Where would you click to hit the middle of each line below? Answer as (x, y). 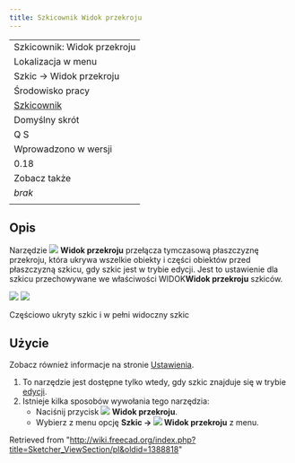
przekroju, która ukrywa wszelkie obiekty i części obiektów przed (130, 260)
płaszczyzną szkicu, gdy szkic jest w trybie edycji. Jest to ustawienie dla (144, 269)
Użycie (29, 343)
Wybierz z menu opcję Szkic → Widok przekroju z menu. (147, 423)
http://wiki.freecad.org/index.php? (133, 440)
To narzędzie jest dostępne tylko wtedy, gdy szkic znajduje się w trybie (154, 382)
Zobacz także (43, 178)
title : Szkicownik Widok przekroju (76, 17)
